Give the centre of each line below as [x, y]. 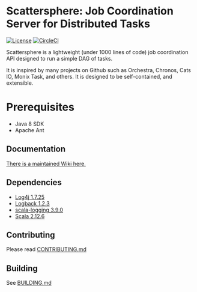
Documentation [36, 149]
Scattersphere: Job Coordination [90, 11]
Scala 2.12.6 [30, 216]
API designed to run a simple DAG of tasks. [59, 58]
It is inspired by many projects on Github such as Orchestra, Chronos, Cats [98, 70]
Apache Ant [29, 130]
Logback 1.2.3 [32, 203]
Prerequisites [41, 107]
